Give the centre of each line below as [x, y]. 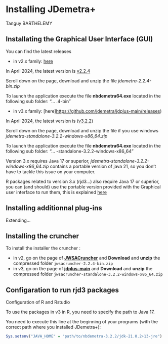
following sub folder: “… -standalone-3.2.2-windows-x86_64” [70, 151]
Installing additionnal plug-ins [54, 208]
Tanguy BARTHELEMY [29, 23]
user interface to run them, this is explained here [56, 192]
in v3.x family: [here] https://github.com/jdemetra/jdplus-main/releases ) [87, 111]
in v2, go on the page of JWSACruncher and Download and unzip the [87, 258]
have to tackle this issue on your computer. [51, 171]
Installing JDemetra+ [51, 9]
